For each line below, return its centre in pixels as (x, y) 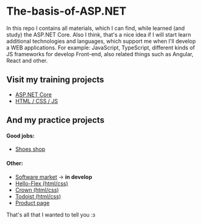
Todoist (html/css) (38, 196)
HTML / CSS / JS (36, 101)
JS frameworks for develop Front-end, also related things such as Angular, (100, 54)
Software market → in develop (54, 177)
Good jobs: (20, 135)
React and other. (27, 60)
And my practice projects (56, 120)
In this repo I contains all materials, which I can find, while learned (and (96, 28)
